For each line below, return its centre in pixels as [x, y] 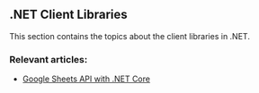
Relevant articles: [49, 59]
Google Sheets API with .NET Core [86, 79]
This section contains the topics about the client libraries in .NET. [129, 36]
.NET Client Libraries [68, 15]
